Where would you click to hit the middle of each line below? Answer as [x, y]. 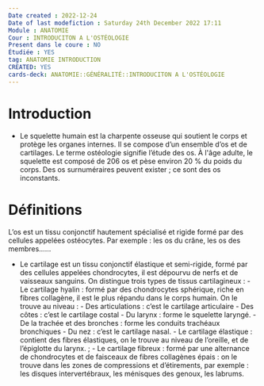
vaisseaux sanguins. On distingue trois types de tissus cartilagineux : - [135, 281]
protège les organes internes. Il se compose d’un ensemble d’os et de [133, 144]
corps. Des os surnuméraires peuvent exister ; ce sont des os [120, 169]
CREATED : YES [30, 67]
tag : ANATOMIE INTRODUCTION [55, 60]
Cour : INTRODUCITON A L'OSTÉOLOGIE [69, 38]
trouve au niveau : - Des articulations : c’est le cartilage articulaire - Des [137, 306]
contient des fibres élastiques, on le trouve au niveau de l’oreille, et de [134, 340]
